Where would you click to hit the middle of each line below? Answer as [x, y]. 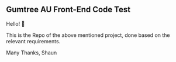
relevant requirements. [33, 41]
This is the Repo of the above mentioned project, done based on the [88, 35]
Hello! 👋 [15, 23]
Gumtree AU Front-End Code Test [68, 10]
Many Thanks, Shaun [32, 53]
